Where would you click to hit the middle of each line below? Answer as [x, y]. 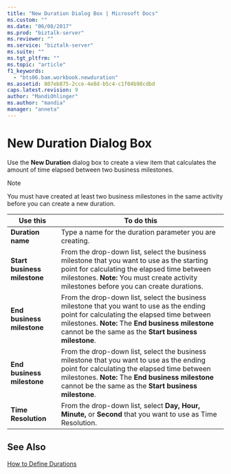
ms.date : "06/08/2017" [40, 26]
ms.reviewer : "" [30, 39]
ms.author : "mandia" [37, 103]
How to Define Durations [42, 464]
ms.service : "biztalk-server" [51, 45]
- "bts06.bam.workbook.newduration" [66, 77]
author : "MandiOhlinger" [43, 97]
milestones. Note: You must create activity [129, 278]
